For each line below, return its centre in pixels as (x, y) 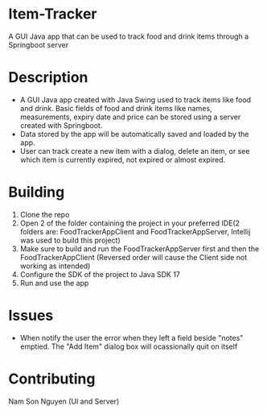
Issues (31, 316)
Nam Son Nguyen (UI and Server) (64, 401)
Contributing (52, 379)
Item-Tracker (53, 14)
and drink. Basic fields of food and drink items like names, (116, 108)
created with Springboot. (61, 125)
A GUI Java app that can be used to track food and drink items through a (129, 36)
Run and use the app (54, 283)
